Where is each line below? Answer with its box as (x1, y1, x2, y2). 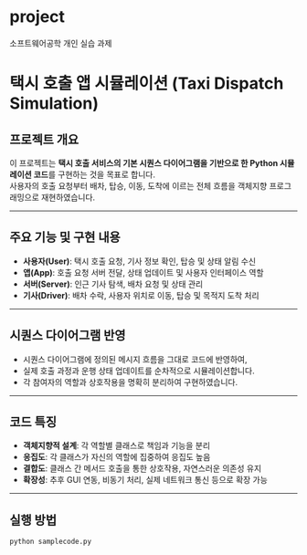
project (9, 6, 66, 27)
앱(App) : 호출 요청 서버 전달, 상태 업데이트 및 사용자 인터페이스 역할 (22, 267, 264, 277)
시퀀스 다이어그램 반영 (9, 328, 126, 343)
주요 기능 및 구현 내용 (9, 230, 121, 246)
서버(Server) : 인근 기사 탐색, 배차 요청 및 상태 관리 (22, 278, 204, 289)
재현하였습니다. (40, 192, 96, 203)
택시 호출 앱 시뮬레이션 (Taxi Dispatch (9, 73, 284, 94)
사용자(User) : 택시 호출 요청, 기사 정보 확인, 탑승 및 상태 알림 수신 (22, 256, 257, 267)
